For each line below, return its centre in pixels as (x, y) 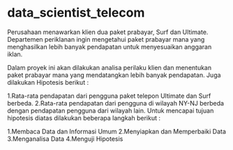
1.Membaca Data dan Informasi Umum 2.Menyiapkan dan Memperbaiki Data (117, 131)
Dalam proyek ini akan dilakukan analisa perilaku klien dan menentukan (109, 67)
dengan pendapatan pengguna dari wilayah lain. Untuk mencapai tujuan (111, 110)
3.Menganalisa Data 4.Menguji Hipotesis (65, 139)
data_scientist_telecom (76, 13)
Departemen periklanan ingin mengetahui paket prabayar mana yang (106, 39)
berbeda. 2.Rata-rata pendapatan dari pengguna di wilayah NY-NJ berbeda (116, 103)
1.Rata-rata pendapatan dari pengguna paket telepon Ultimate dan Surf (109, 96)
